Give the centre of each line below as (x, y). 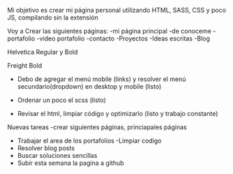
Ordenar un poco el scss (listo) (62, 100)
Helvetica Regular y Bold (43, 52)
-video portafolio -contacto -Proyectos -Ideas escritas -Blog (123, 38)
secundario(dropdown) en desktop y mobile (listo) (89, 86)
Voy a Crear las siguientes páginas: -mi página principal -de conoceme (109, 31)
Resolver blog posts (46, 148)
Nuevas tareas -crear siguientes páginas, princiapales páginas (97, 127)
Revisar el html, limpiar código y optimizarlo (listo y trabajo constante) (118, 114)
